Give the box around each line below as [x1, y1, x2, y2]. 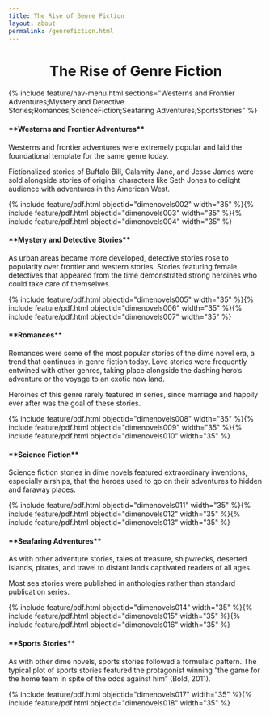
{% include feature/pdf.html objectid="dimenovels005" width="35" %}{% [8, 294, 255, 304]
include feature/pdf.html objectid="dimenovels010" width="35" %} [8, 430, 231, 441]
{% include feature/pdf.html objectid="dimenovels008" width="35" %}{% [8, 413, 255, 423]
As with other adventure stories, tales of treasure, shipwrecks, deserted [8, 554, 247, 564]
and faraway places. [8, 485, 76, 494]
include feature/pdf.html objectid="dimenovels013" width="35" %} [8, 518, 231, 527]
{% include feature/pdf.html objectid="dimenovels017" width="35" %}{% [8, 689, 252, 699]
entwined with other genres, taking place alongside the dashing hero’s [8, 365, 243, 375]
